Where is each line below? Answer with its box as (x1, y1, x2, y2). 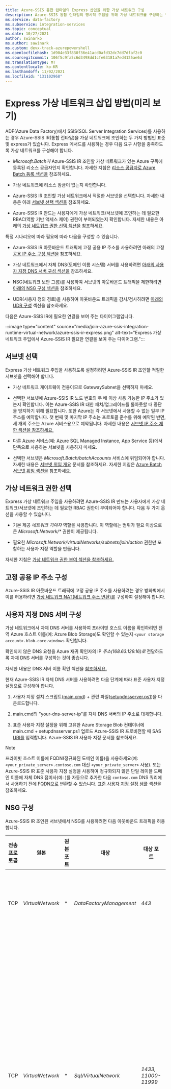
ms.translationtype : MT (5, 60, 56, 65)
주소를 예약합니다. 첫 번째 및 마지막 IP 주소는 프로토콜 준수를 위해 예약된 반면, (12, 414, 166, 420)
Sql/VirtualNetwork (74, 1072, 120, 1079)
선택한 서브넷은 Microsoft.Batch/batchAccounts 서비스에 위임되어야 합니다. (12, 455, 165, 461)
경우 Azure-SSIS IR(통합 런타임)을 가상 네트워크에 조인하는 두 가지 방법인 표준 (10, 134, 165, 140)
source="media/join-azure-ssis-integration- (56, 323, 149, 329)
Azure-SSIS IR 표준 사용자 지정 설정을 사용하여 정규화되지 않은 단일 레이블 (5, 768, 153, 774)
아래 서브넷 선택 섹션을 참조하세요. (22, 199, 91, 205)
